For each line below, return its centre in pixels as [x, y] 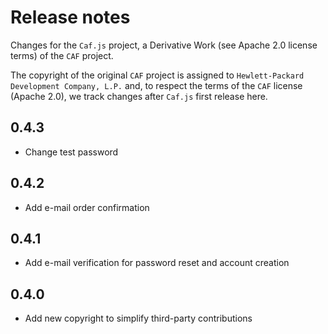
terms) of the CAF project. [62, 55]
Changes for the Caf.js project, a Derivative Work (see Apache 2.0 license [164, 45]
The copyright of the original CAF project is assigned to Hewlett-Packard [157, 75]
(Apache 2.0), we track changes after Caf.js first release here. [139, 96]
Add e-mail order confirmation [87, 207]
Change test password [71, 152]
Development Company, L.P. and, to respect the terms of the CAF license [156, 85]
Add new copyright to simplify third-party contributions [138, 318]
